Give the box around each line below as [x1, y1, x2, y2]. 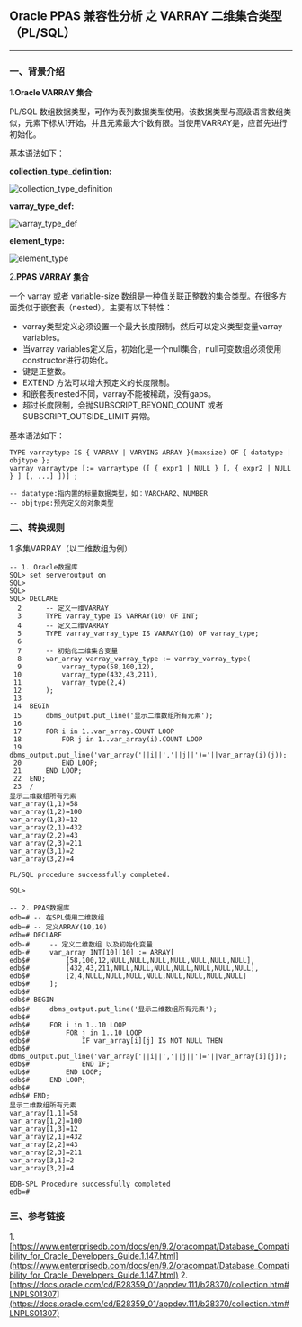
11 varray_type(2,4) [13, 678, 127, 687]
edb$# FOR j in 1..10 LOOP [9, 1028, 143, 1037]
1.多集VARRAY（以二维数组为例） [9, 543, 133, 554]
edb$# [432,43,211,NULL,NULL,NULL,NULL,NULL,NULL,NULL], [9, 964, 259, 973]
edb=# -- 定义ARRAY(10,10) [9, 923, 108, 932]
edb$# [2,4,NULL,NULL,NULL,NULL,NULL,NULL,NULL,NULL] [9, 972, 247, 981]
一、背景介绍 [9, 65, 66, 77]
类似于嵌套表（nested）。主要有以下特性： [16, 302, 173, 313]
